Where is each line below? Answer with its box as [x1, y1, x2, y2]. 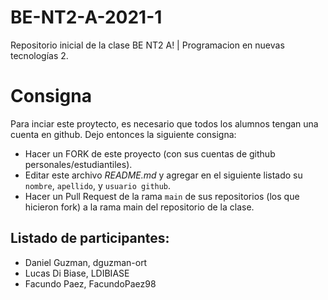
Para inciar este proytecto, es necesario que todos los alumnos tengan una [10, 117, 319, 130]
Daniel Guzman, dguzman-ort [24, 256, 148, 268]
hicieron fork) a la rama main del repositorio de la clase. [24, 201, 255, 213]
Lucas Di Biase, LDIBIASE [24, 267, 130, 279]
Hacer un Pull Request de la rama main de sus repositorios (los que [24, 190, 300, 202]
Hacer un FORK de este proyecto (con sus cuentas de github [24, 147, 276, 160]
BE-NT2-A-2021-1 [10, 6, 163, 29]
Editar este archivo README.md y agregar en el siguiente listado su [24, 169, 303, 181]
